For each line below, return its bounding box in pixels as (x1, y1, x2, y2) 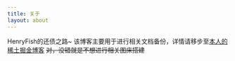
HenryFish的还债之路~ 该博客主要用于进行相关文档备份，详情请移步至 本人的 (7, 36, 228, 46)
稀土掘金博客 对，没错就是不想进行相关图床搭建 (7, 46, 145, 54)
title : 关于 (7, 10, 40, 18)
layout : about (7, 17, 49, 24)
